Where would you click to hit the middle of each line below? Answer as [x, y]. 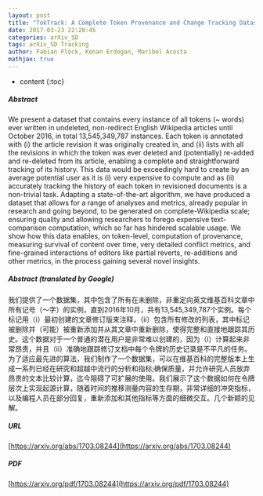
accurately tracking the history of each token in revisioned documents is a [128, 186]
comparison [27, 228]
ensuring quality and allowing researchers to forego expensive [109, 219]
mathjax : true [31, 60]
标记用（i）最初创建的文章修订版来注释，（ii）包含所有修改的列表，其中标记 [129, 319]
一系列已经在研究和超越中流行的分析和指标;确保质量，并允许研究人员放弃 [132, 368]
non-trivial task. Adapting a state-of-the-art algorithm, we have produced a [129, 194]
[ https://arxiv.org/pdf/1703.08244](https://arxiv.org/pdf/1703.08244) [119, 483]
